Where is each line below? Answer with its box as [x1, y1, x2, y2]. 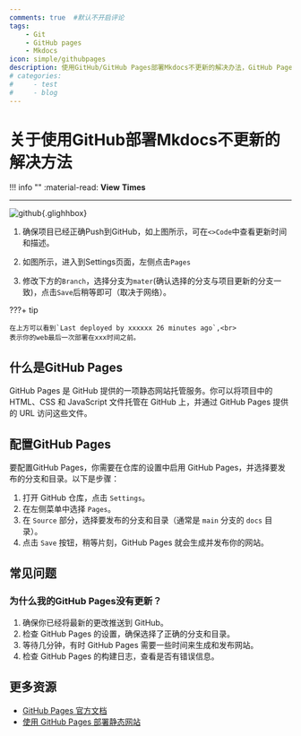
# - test [9, 80, 58, 89]
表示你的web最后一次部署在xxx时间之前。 [9, 333, 141, 342]
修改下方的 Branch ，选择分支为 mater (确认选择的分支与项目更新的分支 [21, 275, 274, 287]
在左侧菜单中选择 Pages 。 [21, 504, 116, 515]
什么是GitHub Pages [9, 359, 124, 375]
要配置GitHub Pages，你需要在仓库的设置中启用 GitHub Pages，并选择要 [9, 463, 279, 473]
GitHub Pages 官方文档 [21, 705, 107, 715]
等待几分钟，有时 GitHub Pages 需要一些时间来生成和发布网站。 [21, 639, 259, 650]
